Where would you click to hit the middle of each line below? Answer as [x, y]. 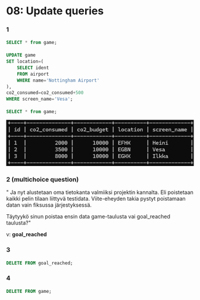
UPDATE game [21, 55]
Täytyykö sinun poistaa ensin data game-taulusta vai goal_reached [88, 217]
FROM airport [33, 74]
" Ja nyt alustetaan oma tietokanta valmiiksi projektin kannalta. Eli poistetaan [100, 192]
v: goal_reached [26, 235]
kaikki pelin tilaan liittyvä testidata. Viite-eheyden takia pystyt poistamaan [96, 199]
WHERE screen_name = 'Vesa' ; [40, 99]
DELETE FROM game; [29, 291]
